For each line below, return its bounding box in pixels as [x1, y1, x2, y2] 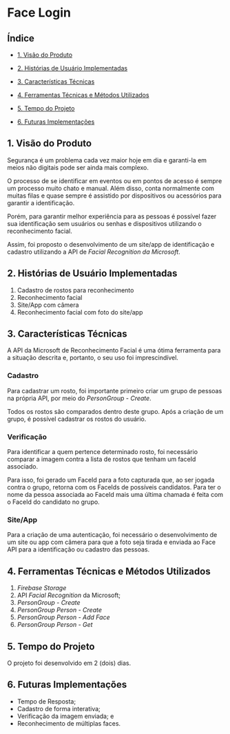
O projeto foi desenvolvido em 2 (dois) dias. [7, 659, 132, 667]
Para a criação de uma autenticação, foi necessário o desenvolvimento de [7, 531, 218, 539]
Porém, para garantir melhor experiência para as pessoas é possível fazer [7, 212, 217, 220]
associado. [7, 462, 39, 471]
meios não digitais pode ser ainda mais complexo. [7, 163, 149, 171]
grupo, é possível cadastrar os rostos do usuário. [7, 415, 147, 423]
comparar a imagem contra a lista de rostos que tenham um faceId [7, 455, 196, 464]
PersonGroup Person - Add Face [17, 613, 110, 621]
